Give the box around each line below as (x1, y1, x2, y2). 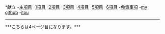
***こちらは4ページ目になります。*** (5, 24, 81, 30)
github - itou (5, 10, 29, 15)
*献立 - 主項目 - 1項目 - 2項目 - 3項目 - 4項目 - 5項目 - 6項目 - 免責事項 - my (5, 4, 147, 10)
